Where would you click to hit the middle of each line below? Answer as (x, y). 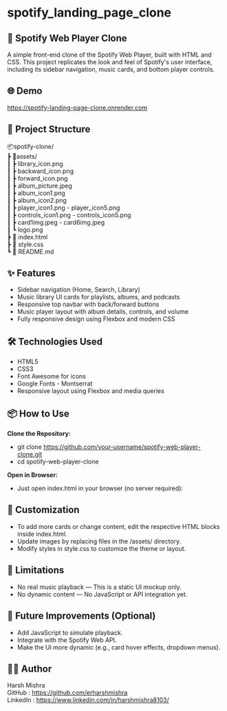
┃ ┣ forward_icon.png (37, 178)
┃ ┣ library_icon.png (35, 163)
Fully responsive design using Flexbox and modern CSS (96, 319)
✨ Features (31, 273)
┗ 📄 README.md (31, 251)
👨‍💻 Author (30, 669)
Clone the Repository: (39, 434)
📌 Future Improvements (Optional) (82, 616)
